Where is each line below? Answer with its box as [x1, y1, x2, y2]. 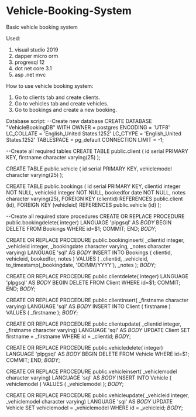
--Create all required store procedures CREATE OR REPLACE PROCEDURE [6, 213, 185, 220]
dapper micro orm [14, 52, 59, 59]
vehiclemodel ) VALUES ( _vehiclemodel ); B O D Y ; [6, 380, 124, 387]
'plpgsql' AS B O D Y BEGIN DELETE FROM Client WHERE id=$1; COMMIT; [6, 279, 181, 286]
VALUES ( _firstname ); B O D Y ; [6, 309, 78, 316]
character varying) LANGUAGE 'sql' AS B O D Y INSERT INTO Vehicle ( [6, 374, 171, 381]
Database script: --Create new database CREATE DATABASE [6, 117, 152, 124]
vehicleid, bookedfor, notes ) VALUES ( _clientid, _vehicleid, [6, 255, 149, 262]
